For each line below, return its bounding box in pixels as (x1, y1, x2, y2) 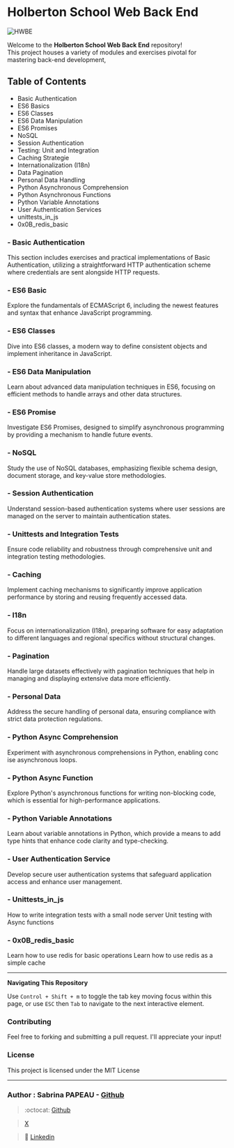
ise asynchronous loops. (7, 755, 78, 763)
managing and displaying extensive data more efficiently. (7, 674, 171, 683)
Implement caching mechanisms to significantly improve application (7, 586, 203, 594)
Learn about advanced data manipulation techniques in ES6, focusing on (7, 382, 216, 391)
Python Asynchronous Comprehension (17, 183, 129, 192)
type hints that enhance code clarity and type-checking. (7, 837, 169, 845)
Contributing (7, 1017, 52, 1027)
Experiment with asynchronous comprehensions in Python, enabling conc (7, 748, 219, 757)
